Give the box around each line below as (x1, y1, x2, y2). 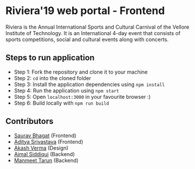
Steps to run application (5, 53, 95, 63)
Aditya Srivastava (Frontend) (13, 138, 83, 145)
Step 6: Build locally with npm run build (13, 99, 110, 106)
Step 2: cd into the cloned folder (13, 74, 91, 81)
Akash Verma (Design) (13, 144, 69, 151)
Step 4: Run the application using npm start (13, 87, 119, 94)
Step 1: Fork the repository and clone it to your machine (13, 68, 148, 75)
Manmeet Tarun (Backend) (13, 157, 78, 164)
